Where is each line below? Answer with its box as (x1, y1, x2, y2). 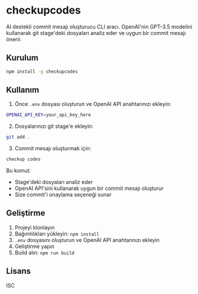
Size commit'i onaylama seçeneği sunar (14, 191, 112, 198)
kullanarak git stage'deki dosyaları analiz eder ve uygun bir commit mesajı (6, 29, 186, 36)
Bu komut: (6, 167, 31, 175)
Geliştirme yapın (14, 243, 55, 250)
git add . (6, 134, 31, 140)
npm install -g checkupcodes (6, 69, 78, 75)
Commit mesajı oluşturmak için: (14, 145, 92, 152)
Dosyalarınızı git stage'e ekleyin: (14, 122, 93, 130)
